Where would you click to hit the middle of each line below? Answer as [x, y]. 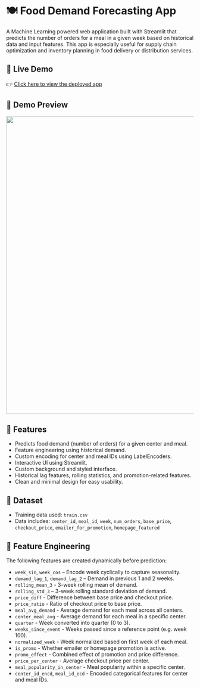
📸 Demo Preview [37, 105]
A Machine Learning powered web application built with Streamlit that [91, 31]
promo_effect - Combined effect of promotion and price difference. [97, 654]
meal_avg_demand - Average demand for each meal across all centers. [99, 610]
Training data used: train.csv [51, 515]
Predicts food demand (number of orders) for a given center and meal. [101, 444]
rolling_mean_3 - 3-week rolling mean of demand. [76, 585]
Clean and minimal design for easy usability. [69, 482]
